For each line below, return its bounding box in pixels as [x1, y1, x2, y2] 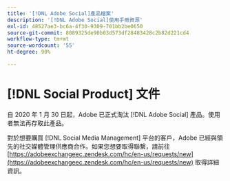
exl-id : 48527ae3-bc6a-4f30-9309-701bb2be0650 [7, 23, 143, 30]
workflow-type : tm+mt [7, 36, 70, 43]
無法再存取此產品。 [12, 118, 67, 127]
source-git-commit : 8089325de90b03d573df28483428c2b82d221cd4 [7, 29, 189, 36]
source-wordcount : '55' [7, 42, 76, 49]
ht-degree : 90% [7, 49, 51, 56]
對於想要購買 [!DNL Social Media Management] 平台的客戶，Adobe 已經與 [7, 134, 218, 142]
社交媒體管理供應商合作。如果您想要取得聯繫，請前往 [19, 142, 170, 150]
